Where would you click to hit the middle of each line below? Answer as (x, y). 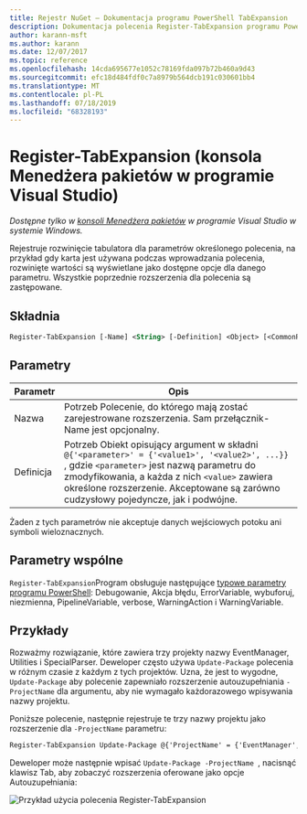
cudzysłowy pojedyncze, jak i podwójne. (150, 499)
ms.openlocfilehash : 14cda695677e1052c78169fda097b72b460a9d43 (132, 70)
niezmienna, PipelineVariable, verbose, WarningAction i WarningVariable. (147, 602)
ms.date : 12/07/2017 (49, 52)
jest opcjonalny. (126, 429)
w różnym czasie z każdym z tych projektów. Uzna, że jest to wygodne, (144, 672)
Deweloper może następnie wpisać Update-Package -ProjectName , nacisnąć (153, 763)
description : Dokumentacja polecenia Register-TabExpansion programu (145, 27)
